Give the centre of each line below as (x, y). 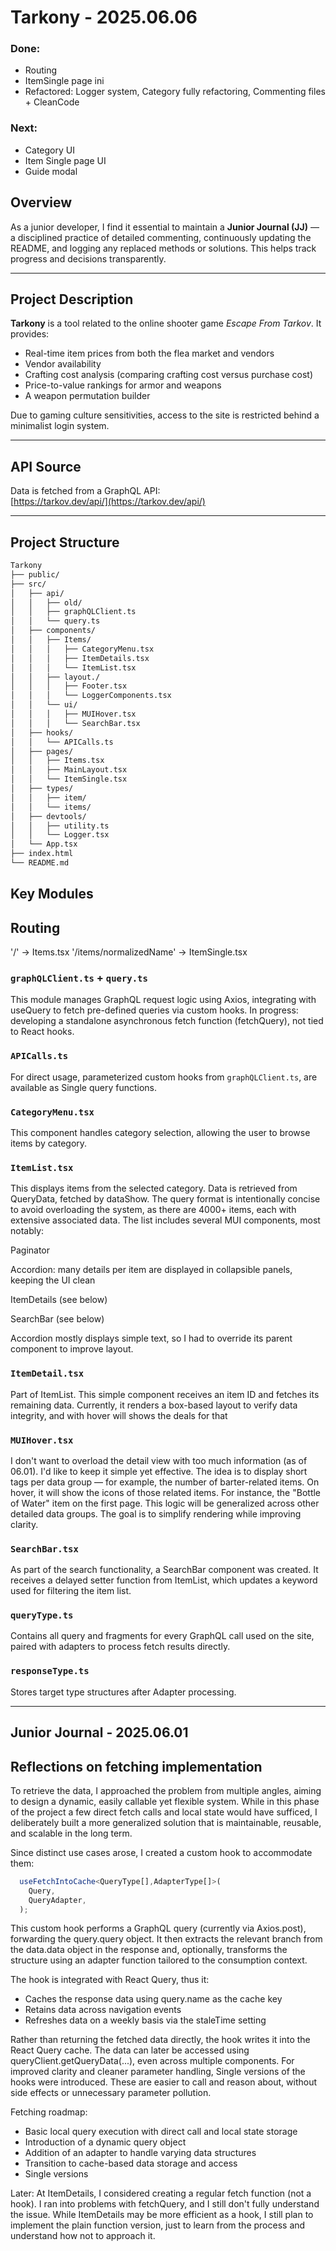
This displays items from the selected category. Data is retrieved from (154, 1188)
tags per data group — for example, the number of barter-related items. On (165, 1482)
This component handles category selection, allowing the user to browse (160, 1132)
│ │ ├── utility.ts (60, 826)
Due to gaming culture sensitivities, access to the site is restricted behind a (165, 415)
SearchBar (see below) (57, 1319)
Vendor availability (63, 364)
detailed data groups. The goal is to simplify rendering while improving (156, 1513)
